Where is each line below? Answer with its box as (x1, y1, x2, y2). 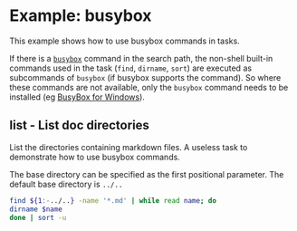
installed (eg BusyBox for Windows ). (9, 91, 145, 102)
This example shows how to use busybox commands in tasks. (9, 35, 240, 46)
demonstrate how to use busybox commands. (9, 151, 181, 162)
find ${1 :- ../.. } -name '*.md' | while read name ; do (9, 196, 217, 205)
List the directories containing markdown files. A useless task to (9, 141, 248, 152)
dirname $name (9, 205, 63, 214)
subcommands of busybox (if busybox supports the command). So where (9, 72, 282, 82)
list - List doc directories (9, 118, 149, 133)
